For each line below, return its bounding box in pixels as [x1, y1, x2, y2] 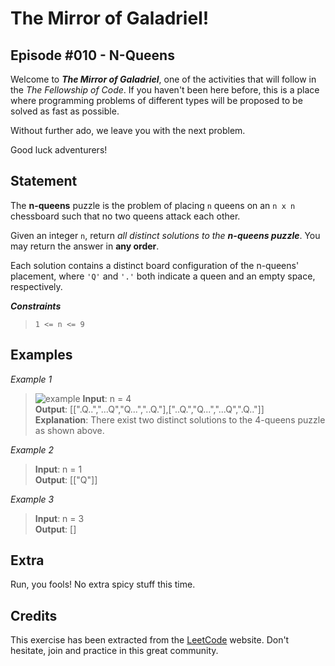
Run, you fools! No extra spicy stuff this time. [10, 578, 196, 591]
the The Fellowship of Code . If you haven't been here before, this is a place [10, 84, 320, 96]
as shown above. [34, 424, 105, 436]
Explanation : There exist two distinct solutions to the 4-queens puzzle [34, 413, 326, 426]
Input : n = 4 [82, 392, 132, 404]
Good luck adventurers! [10, 144, 108, 156]
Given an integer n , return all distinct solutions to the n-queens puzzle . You [10, 229, 321, 241]
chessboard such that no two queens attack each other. [10, 210, 241, 222]
